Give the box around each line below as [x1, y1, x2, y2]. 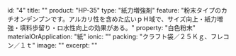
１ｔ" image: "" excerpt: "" [19, 41, 98, 49]
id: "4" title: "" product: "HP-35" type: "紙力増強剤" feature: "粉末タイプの [7, 6, 222, 14]
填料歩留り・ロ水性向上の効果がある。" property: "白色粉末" [19, 24, 196, 31]
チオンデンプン [7, 15, 51, 23]
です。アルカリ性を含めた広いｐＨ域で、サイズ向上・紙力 [50, 15, 218, 23]
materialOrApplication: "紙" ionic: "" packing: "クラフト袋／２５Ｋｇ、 [7, 32, 211, 41]
